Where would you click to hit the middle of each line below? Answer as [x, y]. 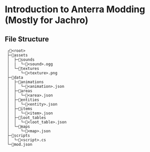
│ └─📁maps [18, 126]
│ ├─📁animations [25, 82]
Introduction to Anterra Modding [75, 9]
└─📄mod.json [20, 144]
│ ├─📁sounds [21, 60]
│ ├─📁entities [23, 100]
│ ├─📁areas [20, 91]
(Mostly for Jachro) [47, 20]
